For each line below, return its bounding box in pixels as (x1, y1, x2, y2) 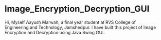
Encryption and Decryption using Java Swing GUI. (4, 29, 105, 35)
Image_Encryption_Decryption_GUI (4, 3, 150, 14)
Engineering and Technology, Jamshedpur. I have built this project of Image (4, 24, 156, 30)
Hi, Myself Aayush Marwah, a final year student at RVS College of (4, 19, 136, 25)
